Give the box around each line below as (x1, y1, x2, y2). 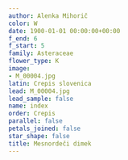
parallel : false (8, 117, 63, 125)
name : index (8, 102, 48, 110)
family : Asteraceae (8, 49, 74, 57)
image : (8, 65, 31, 73)
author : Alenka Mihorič (8, 11, 89, 20)
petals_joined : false (8, 124, 81, 133)
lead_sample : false (8, 95, 74, 103)
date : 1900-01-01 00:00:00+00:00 (8, 27, 121, 35)
